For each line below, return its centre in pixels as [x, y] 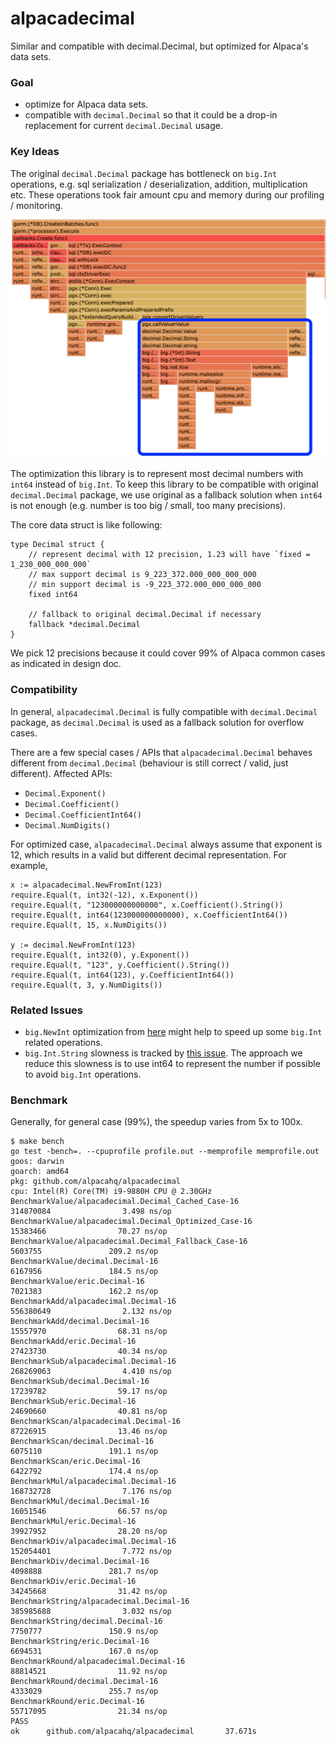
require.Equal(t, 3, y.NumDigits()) [86, 985]
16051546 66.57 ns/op [89, 1512]
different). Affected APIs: [61, 773]
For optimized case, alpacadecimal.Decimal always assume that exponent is [166, 844]
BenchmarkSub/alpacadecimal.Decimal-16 [93, 1362]
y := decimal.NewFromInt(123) [73, 945]
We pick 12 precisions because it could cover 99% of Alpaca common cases [168, 653]
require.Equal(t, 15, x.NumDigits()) [89, 925]
